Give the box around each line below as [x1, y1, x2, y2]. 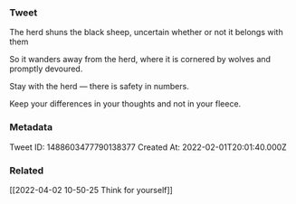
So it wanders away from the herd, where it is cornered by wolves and [9, 54, 272, 65]
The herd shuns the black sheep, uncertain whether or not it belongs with [9, 27, 283, 38]
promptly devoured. [9, 63, 83, 74]
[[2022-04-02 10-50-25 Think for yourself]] [9, 184, 174, 195]
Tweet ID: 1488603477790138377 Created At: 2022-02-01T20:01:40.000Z [9, 142, 287, 153]
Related [9, 164, 44, 177]
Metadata [9, 121, 53, 134]
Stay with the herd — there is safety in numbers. [9, 81, 190, 92]
